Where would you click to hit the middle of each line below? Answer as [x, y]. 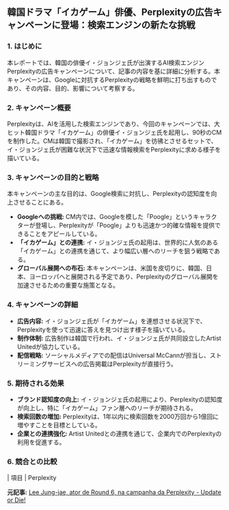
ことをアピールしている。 [65, 234]
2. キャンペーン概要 [39, 107]
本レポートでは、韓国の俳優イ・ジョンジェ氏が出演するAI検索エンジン [106, 62]
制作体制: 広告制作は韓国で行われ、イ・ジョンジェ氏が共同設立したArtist [119, 338]
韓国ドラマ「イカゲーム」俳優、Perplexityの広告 [110, 12]
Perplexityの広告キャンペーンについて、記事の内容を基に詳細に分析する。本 [114, 71]
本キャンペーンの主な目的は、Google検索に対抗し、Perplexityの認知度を [109, 194]
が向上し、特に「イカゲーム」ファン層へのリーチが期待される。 [107, 408]
